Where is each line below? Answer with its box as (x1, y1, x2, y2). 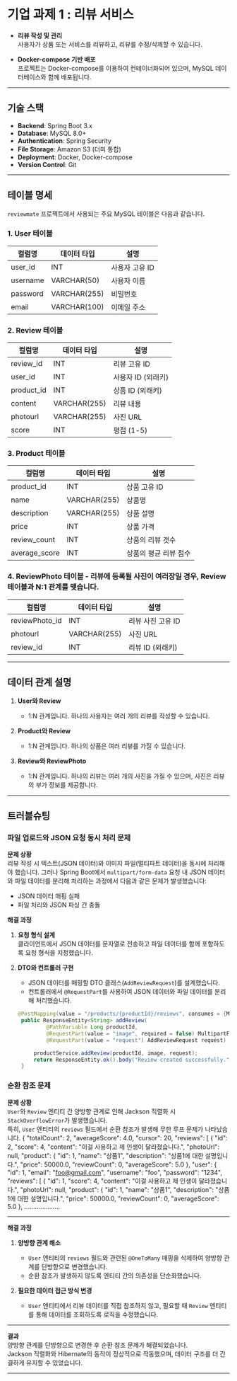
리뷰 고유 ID (113, 359, 150, 369)
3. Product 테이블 (7, 449, 66, 459)
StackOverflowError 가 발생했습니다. (7, 1116, 108, 1124)
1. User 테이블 (7, 229, 53, 239)
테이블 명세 (7, 189, 53, 202)
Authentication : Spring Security (17, 136, 111, 145)
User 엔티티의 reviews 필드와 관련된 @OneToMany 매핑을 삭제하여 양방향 (28, 1254, 223, 1262)
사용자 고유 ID (111, 263, 155, 273)
